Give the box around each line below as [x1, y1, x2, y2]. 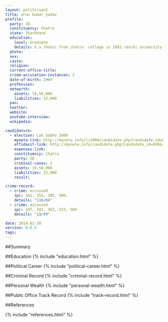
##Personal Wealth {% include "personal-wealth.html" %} [5, 282, 125, 288]
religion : [9, 63, 30, 68]
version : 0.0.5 [5, 225, 37, 230]
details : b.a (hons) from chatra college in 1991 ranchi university [14, 45, 162, 50]
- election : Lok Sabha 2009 [9, 133, 68, 138]
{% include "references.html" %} [5, 311, 73, 317]
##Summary [5, 244, 31, 249]
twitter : [9, 105, 28, 110]
